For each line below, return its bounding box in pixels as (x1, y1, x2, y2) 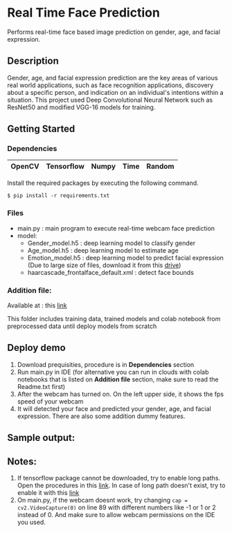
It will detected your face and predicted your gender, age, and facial (17, 404, 211, 413)
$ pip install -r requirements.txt (7, 192, 110, 199)
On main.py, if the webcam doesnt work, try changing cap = (17, 496, 188, 505)
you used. (17, 518, 46, 527)
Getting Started (7, 123, 75, 135)
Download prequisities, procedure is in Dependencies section (17, 360, 195, 368)
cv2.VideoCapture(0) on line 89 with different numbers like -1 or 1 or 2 (17, 503, 216, 512)
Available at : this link (7, 301, 67, 309)
